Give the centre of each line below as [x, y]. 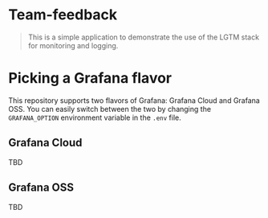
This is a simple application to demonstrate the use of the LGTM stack [143, 37]
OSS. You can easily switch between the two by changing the [110, 109]
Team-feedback [63, 15]
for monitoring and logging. [73, 45]
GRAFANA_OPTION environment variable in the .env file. [95, 117]
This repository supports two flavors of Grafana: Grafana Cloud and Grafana [134, 100]
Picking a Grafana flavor [90, 78]
